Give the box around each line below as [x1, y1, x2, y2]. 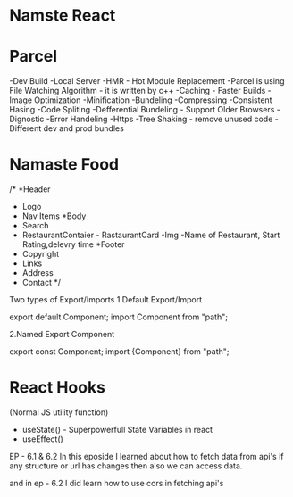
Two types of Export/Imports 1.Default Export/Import [9, 294, 203, 305]
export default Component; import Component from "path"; [9, 311, 228, 322]
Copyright [21, 249, 60, 260]
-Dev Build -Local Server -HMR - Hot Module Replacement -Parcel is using [9, 76, 285, 87]
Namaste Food [9, 154, 119, 175]
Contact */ [21, 277, 61, 288]
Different [9, 123, 42, 134]
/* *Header [9, 184, 51, 195]
